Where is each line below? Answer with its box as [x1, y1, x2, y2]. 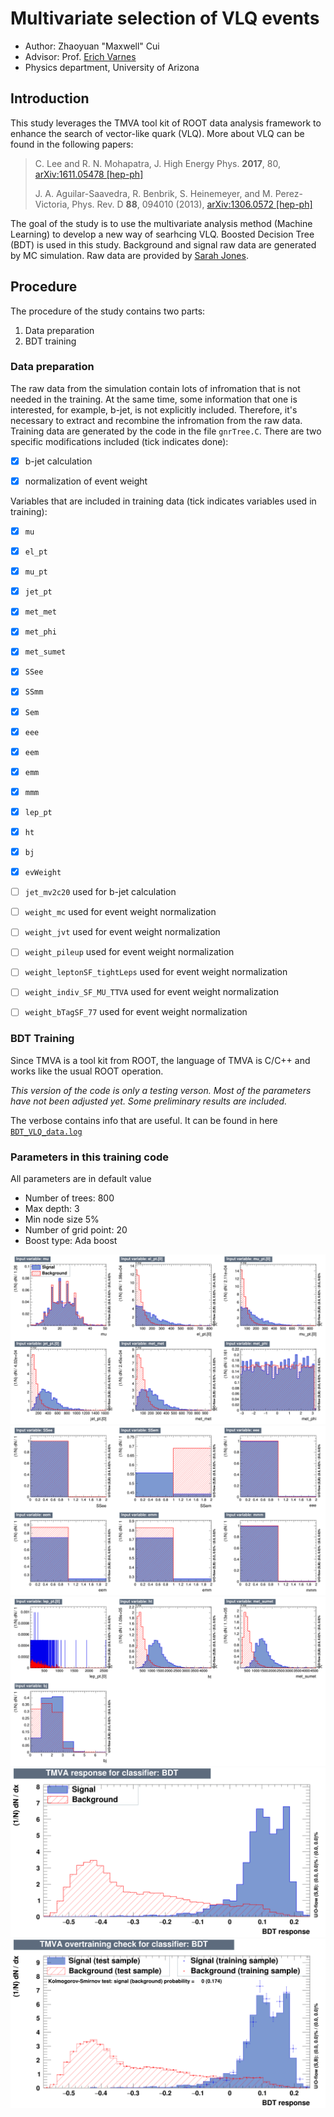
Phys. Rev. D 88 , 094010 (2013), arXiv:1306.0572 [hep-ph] [71, 198, 313, 210]
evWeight [24, 868, 62, 878]
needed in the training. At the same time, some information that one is [10, 393, 298, 405]
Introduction [10, 90, 90, 107]
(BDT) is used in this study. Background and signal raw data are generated [10, 238, 317, 251]
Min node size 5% [24, 1213, 100, 1226]
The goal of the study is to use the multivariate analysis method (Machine [10, 217, 313, 229]
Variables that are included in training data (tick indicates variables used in [10, 495, 317, 507]
